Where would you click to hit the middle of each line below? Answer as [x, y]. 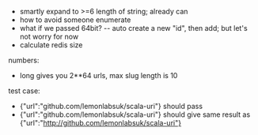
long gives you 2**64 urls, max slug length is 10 [99, 75]
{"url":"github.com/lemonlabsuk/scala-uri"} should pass [111, 106]
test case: [25, 91]
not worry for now [49, 36]
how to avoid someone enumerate [75, 20]
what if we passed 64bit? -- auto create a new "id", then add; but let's [133, 28]
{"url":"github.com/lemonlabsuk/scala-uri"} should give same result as [135, 114]
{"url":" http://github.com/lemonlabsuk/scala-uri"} [101, 123]
